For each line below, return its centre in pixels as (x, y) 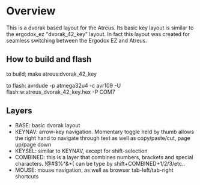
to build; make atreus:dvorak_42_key (52, 74)
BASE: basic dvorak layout (47, 125)
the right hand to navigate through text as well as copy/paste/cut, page (102, 138)
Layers (19, 111)
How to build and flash (49, 59)
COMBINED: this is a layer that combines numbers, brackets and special (104, 157)
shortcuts (27, 176)
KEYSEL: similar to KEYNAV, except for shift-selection (81, 151)
